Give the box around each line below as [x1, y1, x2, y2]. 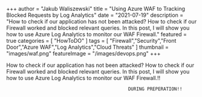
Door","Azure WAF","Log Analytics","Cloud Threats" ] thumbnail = [6, 43, 169, 51]
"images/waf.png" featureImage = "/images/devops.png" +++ [6, 50, 161, 57]
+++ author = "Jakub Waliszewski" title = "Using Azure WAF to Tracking [6, 5, 186, 12]
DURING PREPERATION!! [128, 86, 183, 92]
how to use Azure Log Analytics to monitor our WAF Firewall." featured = [6, 31, 187, 38]
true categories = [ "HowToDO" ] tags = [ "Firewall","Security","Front [6, 37, 177, 44]
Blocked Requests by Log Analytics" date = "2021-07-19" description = [6, 11, 184, 19]
